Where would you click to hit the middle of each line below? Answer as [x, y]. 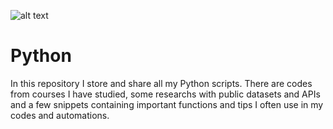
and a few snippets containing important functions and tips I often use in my [167, 104]
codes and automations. [60, 115]
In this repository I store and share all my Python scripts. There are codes [161, 83]
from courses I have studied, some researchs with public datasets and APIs [165, 94]
